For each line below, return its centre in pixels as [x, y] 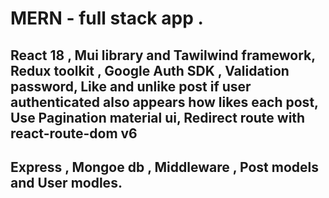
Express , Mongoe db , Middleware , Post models [164, 167]
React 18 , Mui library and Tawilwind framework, [163, 55]
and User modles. [66, 182]
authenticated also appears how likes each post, [164, 102]
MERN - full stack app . [107, 18]
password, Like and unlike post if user [131, 86]
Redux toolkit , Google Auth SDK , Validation [150, 70]
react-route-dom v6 [74, 133]
